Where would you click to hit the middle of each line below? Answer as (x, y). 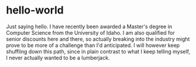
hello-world (35, 10)
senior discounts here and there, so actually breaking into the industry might (98, 39)
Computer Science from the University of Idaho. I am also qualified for (91, 32)
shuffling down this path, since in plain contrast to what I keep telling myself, (98, 51)
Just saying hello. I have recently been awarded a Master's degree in (89, 26)
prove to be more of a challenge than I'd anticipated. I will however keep (93, 45)
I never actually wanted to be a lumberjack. (58, 58)
